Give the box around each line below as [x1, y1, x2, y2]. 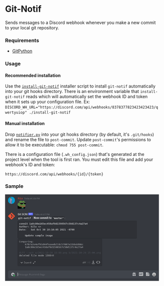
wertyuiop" [5, 110, 27, 115]
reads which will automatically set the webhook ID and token [26, 94, 148, 100]
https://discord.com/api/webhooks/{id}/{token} [5, 172, 104, 176]
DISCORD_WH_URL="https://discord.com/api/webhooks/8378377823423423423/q [5, 105, 159, 110]
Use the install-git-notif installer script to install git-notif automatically [5, 83, 156, 89]
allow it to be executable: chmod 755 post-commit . [5, 142, 104, 148]
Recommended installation [5, 72, 61, 78]
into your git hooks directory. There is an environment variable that [5, 88, 139, 94]
